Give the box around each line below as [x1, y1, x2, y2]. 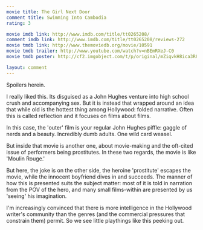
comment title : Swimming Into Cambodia [6, 15, 107, 21]
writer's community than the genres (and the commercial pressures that [6, 210, 185, 218]
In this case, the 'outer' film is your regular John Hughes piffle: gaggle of [6, 123, 187, 131]
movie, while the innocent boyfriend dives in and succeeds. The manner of [6, 173, 193, 180]
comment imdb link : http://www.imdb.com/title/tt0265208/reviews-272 [6, 37, 185, 43]
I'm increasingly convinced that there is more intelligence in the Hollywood [6, 204, 192, 211]
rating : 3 [6, 20, 31, 26]
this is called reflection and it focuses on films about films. [6, 112, 151, 119]
